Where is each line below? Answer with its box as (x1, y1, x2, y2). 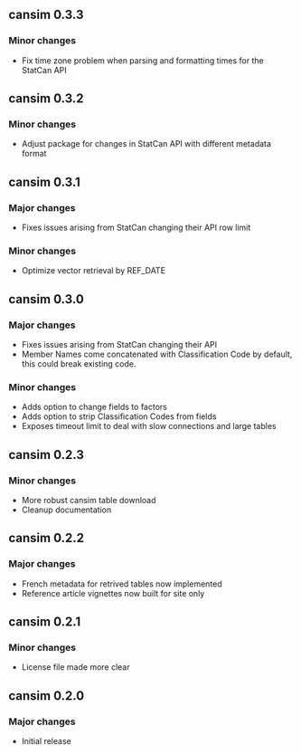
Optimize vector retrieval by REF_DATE (21, 265, 166, 276)
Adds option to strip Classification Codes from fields (21, 411, 217, 422)
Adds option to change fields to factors (21, 402, 168, 413)
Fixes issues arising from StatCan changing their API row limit (21, 222, 251, 234)
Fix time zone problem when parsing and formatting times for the (21, 54, 264, 66)
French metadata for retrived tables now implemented (21, 578, 222, 589)
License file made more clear (21, 662, 130, 673)
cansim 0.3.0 (8, 291, 85, 307)
